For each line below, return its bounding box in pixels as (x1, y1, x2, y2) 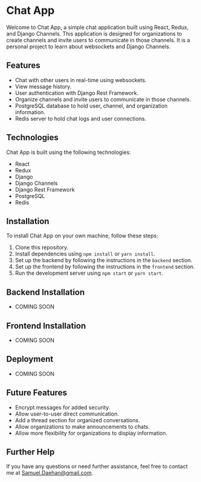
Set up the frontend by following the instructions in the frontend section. (14, 263, 195, 271)
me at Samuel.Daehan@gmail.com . (6, 469, 94, 477)
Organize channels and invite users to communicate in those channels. (14, 95, 191, 103)
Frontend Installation (6, 321, 86, 331)
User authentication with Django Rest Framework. (14, 89, 139, 97)
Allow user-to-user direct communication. (14, 410, 120, 417)
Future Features (6, 388, 68, 398)
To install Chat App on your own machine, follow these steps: (6, 232, 159, 239)
